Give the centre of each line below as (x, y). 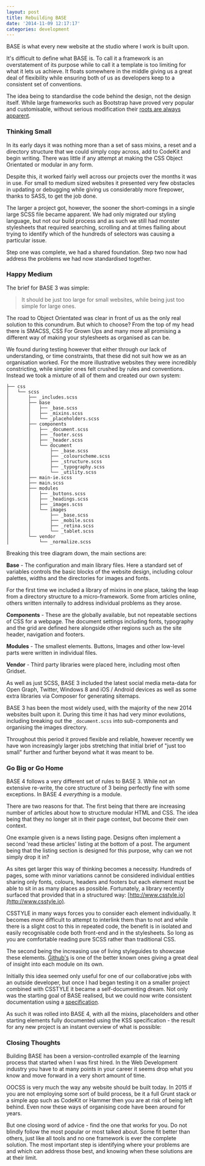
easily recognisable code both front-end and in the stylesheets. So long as (100, 933)
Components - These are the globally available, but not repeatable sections (102, 615)
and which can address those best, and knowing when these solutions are (100, 1151)
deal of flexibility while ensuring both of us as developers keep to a (91, 78)
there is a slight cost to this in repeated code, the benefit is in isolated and (99, 926)
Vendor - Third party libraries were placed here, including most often (93, 664)
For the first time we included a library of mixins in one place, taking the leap (103, 590)
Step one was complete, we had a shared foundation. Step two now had (97, 252)
